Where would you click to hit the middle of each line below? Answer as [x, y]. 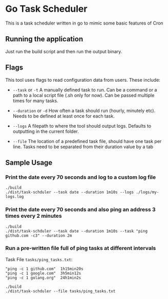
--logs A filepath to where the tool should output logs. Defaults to [82, 126]
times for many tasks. [35, 101]
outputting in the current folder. [46, 131]
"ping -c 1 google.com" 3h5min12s [43, 273]
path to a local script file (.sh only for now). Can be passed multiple [83, 95]
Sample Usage [29, 162]
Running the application [44, 39]
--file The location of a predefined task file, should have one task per [87, 141]
